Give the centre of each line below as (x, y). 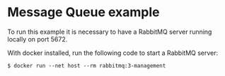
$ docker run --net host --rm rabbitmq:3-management (87, 65)
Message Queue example (84, 12)
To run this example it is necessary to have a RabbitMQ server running (110, 32)
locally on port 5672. (37, 39)
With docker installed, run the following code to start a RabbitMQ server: (113, 53)
